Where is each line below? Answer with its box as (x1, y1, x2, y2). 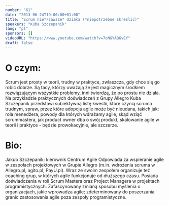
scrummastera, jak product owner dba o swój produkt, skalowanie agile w (5, 116, 160, 122)
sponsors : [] (5, 31, 33, 36)
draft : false (5, 40, 33, 46)
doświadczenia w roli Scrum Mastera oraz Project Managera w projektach (5, 178, 160, 184)
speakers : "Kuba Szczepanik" (5, 21, 67, 27)
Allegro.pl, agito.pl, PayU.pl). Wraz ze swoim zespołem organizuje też (5, 167, 151, 173)
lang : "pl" (5, 26, 28, 31)
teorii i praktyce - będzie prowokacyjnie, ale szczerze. (5, 122, 118, 128)
